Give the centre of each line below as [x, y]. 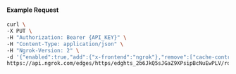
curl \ [16, 24]
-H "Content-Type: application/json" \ [65, 44]
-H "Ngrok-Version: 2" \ [43, 50]
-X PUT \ [19, 31]
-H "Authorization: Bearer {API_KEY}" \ [67, 37]
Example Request [33, 10]
